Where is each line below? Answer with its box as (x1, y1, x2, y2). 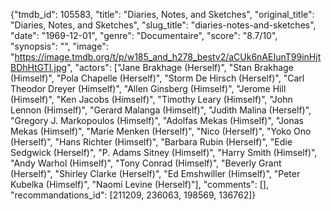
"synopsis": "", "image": (10, 40, 109, 52)
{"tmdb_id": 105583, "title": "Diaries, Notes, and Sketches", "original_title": (10, 9, 315, 20)
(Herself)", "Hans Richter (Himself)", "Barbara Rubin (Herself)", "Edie (10, 136, 293, 148)
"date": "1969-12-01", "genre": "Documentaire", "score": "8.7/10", (10, 30, 278, 41)
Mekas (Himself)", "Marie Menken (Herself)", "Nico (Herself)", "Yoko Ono (10, 125, 312, 137)
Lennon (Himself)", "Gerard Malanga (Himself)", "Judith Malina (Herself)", (10, 104, 312, 116)
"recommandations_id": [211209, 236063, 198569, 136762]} (10, 189, 257, 201)
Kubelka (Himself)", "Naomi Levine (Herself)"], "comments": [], (10, 179, 269, 190)
